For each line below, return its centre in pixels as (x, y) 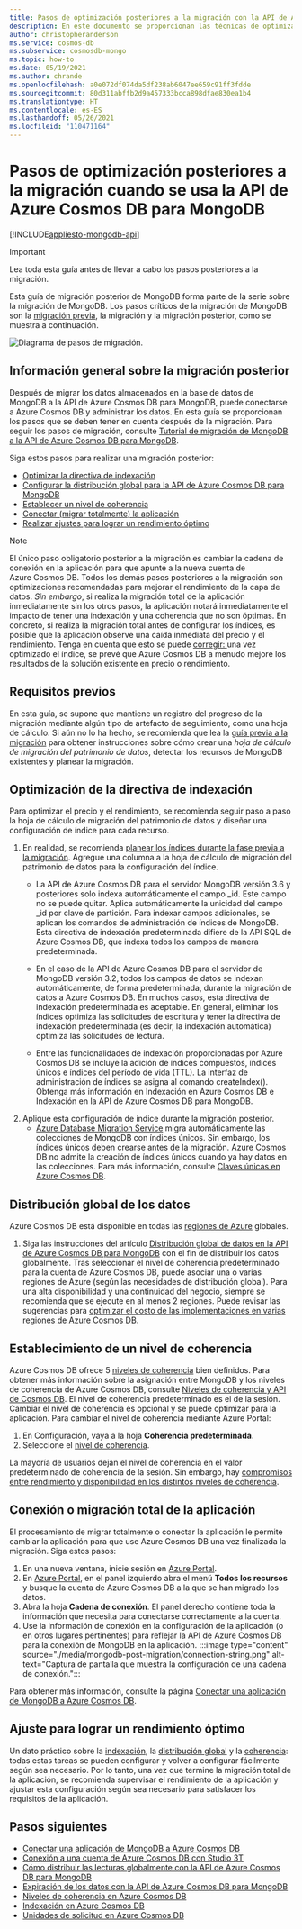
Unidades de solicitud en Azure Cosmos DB (103, 1915)
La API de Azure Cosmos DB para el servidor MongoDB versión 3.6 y (163, 885)
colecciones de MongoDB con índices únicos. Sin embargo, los (153, 1138)
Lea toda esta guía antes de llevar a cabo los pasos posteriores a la (134, 269)
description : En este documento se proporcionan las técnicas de (134, 26)
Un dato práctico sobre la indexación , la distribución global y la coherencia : (149, 1751)
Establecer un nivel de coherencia (85, 504)
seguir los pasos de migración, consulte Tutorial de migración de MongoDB (149, 431)
